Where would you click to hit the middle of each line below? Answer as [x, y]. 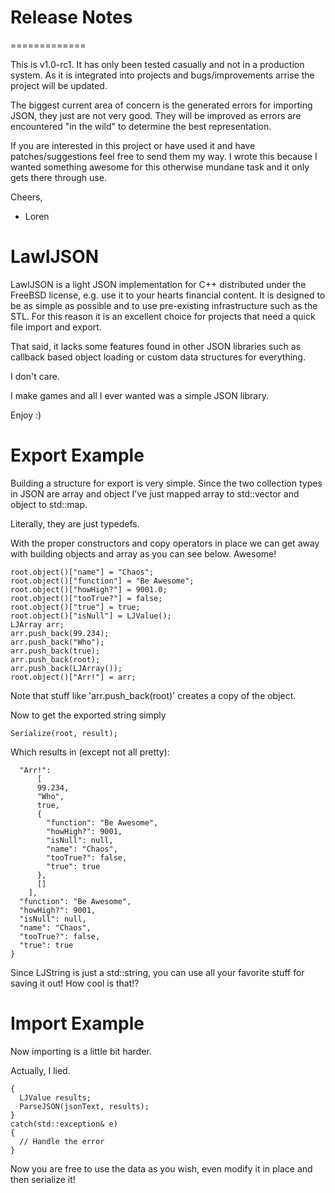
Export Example [77, 455]
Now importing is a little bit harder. [81, 1051]
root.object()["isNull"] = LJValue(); [91, 616]
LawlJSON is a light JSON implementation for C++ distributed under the [158, 284]
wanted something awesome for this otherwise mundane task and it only [160, 167]
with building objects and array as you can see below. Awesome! [143, 553]
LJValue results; [55, 1097]
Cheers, [26, 197]
